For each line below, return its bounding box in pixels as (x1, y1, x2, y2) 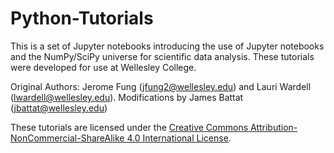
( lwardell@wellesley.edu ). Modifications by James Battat (10, 91, 244, 103)
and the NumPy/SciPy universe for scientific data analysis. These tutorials (10, 50, 315, 62)
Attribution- (249, 121, 298, 133)
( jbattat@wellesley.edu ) (10, 102, 108, 114)
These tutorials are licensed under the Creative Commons (10, 121, 249, 133)
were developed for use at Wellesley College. (10, 61, 197, 73)
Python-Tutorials (10, 7, 154, 30)
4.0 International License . (126, 132, 232, 144)
